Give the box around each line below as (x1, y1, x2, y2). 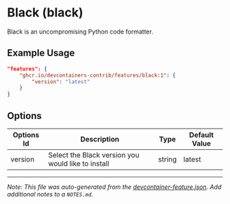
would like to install (47, 159, 110, 168)
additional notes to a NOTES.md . (7, 190, 94, 198)
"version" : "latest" (31, 78, 90, 85)
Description (80, 134, 120, 144)
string (158, 154, 177, 164)
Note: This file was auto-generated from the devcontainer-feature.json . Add (7, 183, 222, 191)
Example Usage (7, 47, 75, 59)
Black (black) (7, 5, 84, 21)
